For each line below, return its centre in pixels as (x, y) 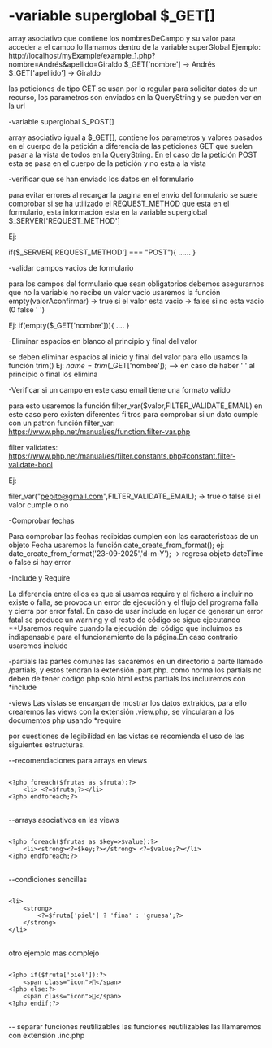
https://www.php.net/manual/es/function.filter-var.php (99, 431)
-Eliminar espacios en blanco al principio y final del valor (103, 341)
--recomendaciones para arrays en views (78, 760)
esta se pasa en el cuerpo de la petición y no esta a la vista (108, 163)
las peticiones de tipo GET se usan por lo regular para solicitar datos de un (133, 89)
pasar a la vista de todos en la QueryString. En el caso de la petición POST (133, 154)
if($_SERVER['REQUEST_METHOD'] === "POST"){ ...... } (102, 252)
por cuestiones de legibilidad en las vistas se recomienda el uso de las (126, 736)
